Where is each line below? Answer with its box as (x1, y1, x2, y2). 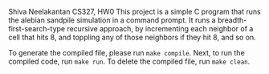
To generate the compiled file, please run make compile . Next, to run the (8, 48, 245, 57)
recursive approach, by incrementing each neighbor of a (67, 24, 254, 33)
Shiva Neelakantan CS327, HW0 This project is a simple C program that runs (8, 7, 261, 16)
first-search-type (8, 24, 66, 33)
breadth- (217, 15, 247, 25)
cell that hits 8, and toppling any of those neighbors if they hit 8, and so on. (8, 32, 256, 42)
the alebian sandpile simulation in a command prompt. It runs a (8, 15, 216, 25)
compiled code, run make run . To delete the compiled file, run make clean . (8, 56, 251, 66)
